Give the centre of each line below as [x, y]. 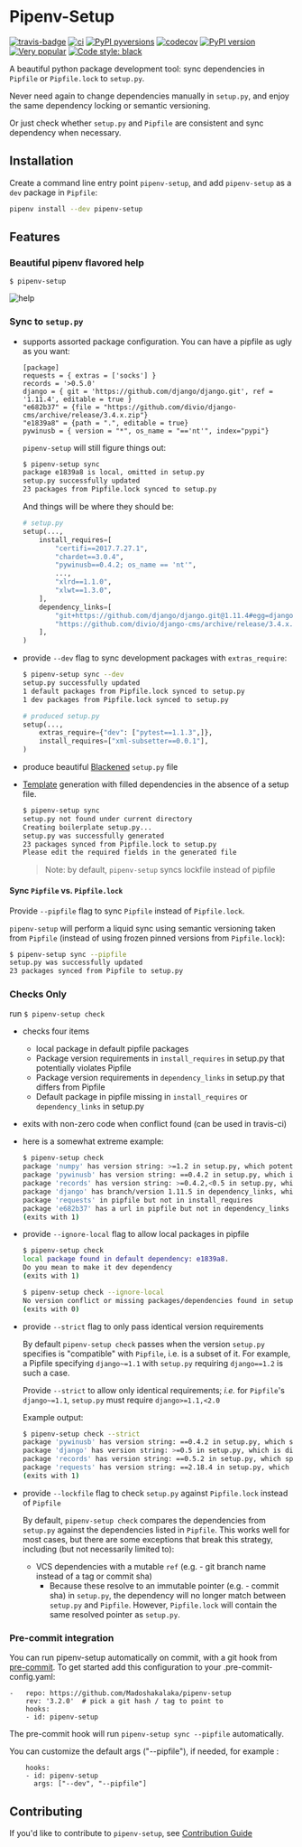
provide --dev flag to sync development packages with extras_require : [155, 658]
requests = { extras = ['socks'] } [89, 375]
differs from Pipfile [70, 1087]
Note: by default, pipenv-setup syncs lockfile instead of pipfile [160, 870]
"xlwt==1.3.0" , [84, 591]
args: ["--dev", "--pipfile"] [90, 1784]
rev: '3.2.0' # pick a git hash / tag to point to [124, 1702]
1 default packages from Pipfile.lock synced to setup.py [133, 691]
